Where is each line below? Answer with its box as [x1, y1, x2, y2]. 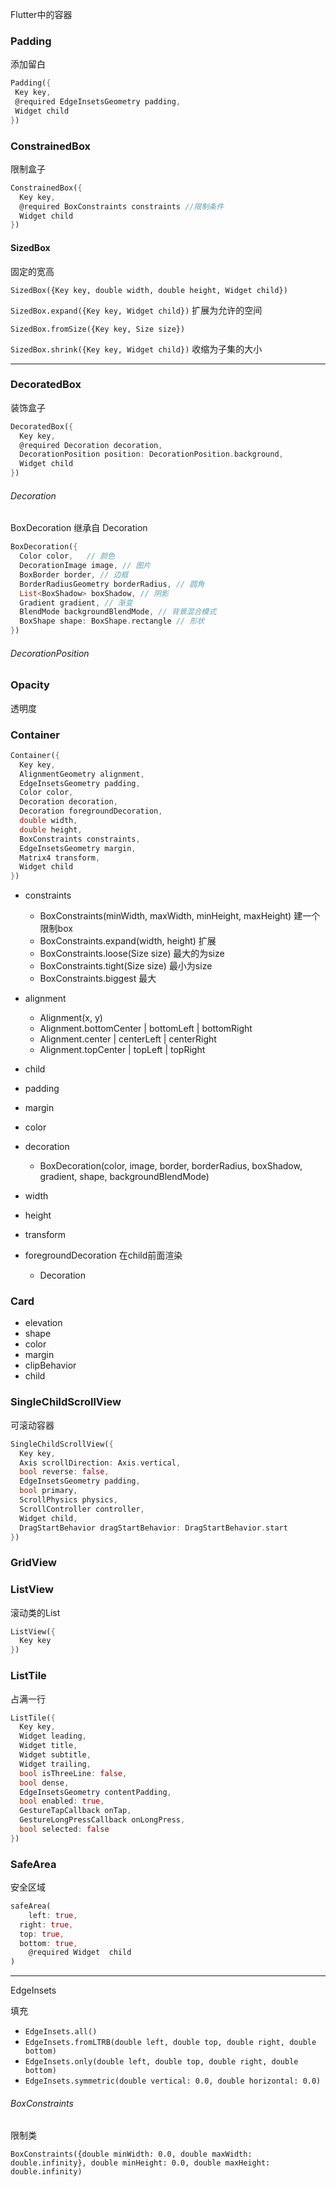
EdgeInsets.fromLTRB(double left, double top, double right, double [24, 2038, 317, 2048]
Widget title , [19, 1741, 78, 1751]
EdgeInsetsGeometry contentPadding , [19, 1787, 172, 1797]
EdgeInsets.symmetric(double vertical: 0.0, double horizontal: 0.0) [24, 2076, 322, 2087]
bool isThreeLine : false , [19, 1768, 128, 1778]
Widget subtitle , [19, 1750, 92, 1760]
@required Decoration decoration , [19, 440, 163, 450]
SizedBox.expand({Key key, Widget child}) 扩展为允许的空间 [10, 304, 263, 316]
